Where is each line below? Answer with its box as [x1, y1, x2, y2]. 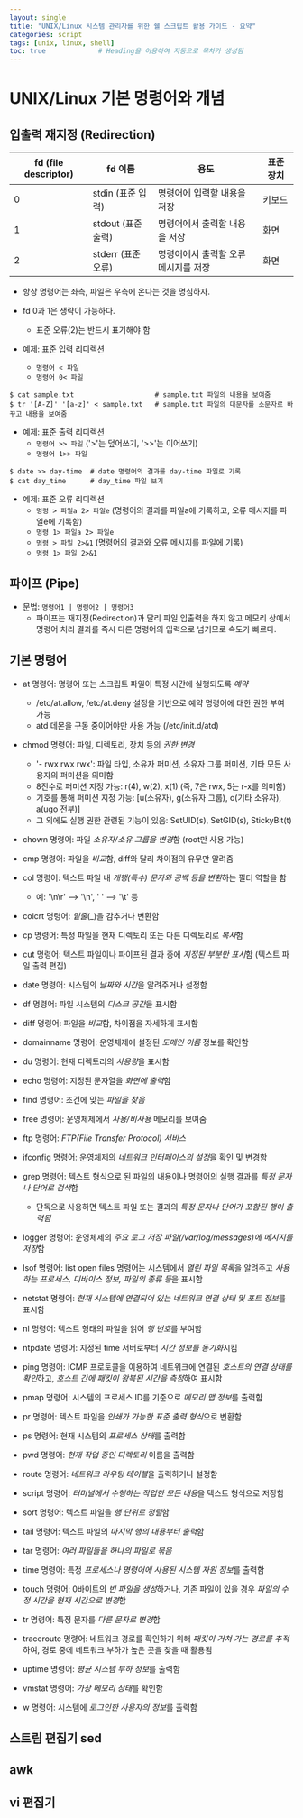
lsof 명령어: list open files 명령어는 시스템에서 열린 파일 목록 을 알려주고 [22, 1262, 273, 1272]
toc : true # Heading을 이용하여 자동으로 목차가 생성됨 [9, 47, 243, 56]
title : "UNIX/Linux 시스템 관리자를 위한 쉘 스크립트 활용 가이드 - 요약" [9, 22, 257, 31]
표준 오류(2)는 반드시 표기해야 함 [35, 325, 151, 335]
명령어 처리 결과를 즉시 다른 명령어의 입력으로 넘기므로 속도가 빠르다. [35, 623, 277, 634]
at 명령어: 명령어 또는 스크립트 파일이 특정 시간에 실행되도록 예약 [22, 678, 249, 689]
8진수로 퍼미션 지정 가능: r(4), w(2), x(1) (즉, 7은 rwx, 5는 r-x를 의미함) [35, 781, 287, 792]
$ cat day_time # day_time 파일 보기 [9, 477, 164, 486]
